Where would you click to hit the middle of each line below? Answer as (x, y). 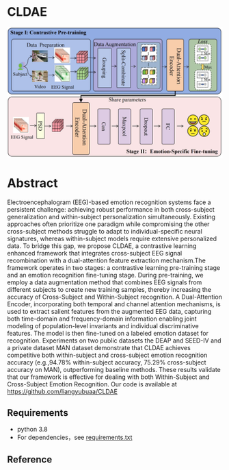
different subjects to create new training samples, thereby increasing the (109, 289)
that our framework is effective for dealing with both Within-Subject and (108, 377)
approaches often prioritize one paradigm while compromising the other (108, 224)
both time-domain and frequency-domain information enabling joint (102, 319)
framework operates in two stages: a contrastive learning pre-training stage (114, 267)
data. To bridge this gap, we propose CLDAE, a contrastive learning (102, 246)
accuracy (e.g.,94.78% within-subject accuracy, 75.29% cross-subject (107, 362)
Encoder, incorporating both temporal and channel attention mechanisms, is (114, 304)
